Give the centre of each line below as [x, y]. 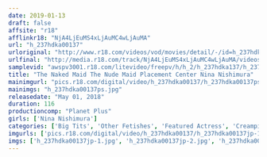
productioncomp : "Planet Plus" [60, 112]
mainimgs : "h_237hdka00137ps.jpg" [66, 89]
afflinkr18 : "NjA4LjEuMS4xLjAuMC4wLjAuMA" [79, 38]
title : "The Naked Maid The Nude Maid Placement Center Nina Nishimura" [131, 75]
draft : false [30, 23]
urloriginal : [30, 52]
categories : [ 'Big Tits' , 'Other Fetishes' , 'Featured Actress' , [118, 126]
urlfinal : [25, 60]
